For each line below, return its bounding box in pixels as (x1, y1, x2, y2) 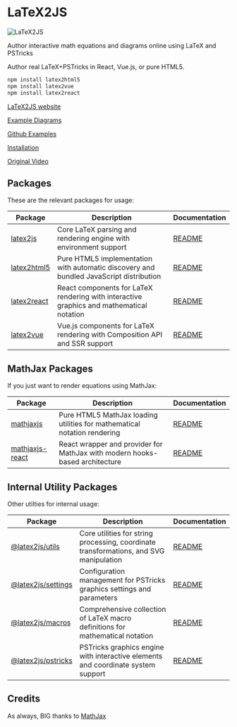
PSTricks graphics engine (79, 642, 164, 652)
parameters (79, 593, 118, 603)
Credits (7, 693, 41, 705)
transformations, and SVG (79, 546, 165, 555)
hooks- (133, 448, 159, 458)
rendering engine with (56, 234, 130, 244)
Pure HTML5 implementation (56, 254, 153, 264)
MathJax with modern (59, 448, 132, 458)
